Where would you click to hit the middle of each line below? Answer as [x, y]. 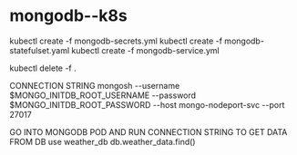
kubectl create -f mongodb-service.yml [146, 50]
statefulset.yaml [40, 50]
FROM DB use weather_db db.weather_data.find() [102, 141]
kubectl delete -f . [43, 68]
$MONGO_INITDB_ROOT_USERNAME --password [103, 95]
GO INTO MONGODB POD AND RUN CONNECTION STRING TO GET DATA [148, 131]
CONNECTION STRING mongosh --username [95, 85]
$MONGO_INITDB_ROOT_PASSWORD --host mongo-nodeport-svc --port [147, 104]
